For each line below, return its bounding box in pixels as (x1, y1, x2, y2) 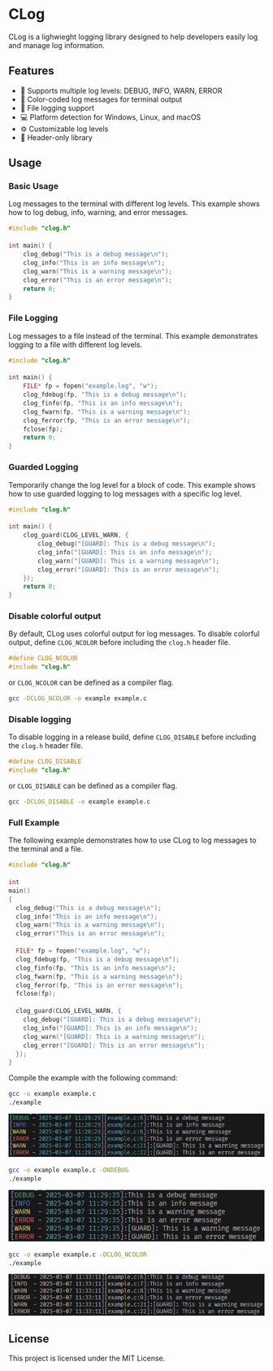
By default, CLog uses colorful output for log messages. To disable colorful (8, 629, 260, 639)
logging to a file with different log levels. (8, 339, 143, 349)
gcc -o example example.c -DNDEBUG (8, 1166, 129, 1175)
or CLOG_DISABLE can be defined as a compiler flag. (8, 781, 177, 791)
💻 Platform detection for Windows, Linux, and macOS (19, 112, 201, 122)
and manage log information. (8, 40, 106, 50)
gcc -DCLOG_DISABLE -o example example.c (8, 798, 151, 806)
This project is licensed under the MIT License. (8, 1353, 166, 1364)
